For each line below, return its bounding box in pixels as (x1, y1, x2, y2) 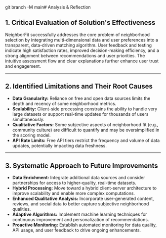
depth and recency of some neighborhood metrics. (12, 100, 117, 106)
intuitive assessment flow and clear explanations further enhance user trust (5, 58, 159, 64)
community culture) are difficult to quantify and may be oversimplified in (12, 127, 160, 133)
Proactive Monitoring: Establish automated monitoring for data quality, (12, 222, 157, 228)
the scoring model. (12, 132, 51, 138)
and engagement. (5, 63, 41, 69)
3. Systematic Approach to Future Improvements (5, 162, 158, 170)
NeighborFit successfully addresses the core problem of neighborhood (5, 32, 150, 38)
